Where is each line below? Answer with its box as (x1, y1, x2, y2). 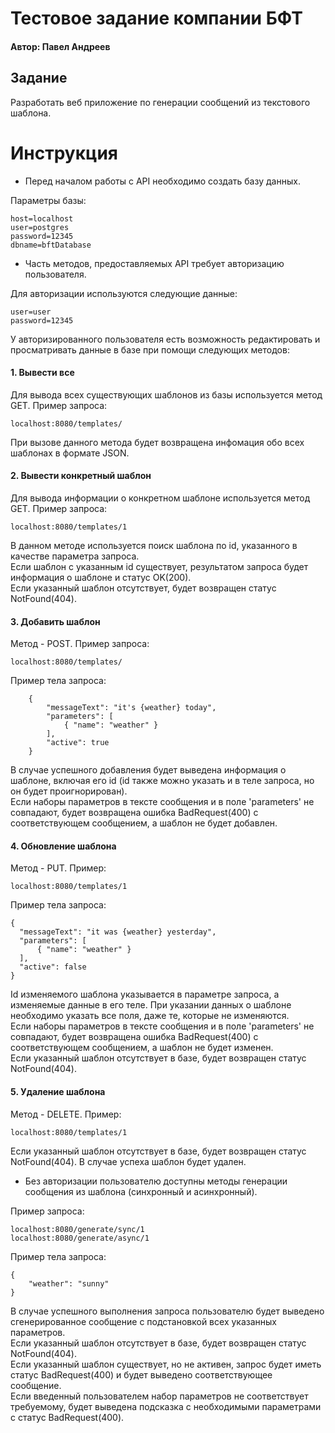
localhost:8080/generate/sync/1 (10, 1224, 145, 1234)
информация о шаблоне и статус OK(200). (10, 571, 192, 583)
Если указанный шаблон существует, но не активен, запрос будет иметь (10, 1358, 322, 1370)
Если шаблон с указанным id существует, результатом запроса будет (10, 560, 309, 572)
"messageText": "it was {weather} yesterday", (19, 927, 217, 937)
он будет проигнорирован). (10, 785, 128, 797)
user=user (10, 307, 52, 317)
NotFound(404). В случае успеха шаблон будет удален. (10, 1155, 247, 1167)
